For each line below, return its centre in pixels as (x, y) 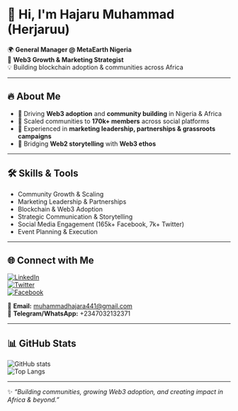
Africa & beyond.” (33, 400)
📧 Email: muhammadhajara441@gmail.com (70, 306)
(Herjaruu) (39, 29)
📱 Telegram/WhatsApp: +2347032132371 (69, 313)
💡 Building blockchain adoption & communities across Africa (96, 67)
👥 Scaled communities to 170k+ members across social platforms (113, 121)
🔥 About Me (34, 97)
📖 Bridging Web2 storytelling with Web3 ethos (87, 144)
